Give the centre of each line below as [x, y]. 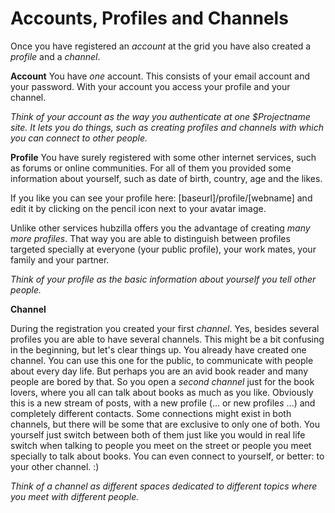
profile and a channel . [55, 56]
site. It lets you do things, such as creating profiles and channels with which [167, 127]
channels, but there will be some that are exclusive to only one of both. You [165, 424]
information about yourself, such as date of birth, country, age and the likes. [166, 178]
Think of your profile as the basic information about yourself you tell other [163, 279]
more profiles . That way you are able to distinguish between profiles [150, 238]
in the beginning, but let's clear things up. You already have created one [158, 349]
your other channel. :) [55, 466]
